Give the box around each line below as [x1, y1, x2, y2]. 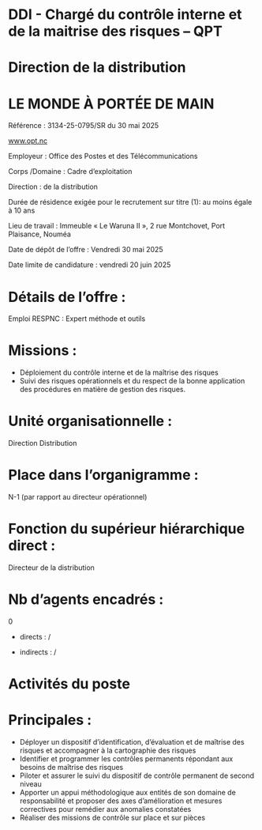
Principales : [8, 711, 92, 729]
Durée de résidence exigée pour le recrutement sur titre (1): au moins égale [8, 198, 253, 207]
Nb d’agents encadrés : [8, 590, 164, 609]
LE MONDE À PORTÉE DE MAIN [8, 95, 215, 112]
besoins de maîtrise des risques [19, 763, 124, 772]
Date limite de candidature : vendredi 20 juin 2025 [8, 260, 171, 270]
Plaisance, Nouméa [8, 229, 71, 239]
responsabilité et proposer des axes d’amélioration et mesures [19, 796, 223, 805]
